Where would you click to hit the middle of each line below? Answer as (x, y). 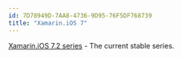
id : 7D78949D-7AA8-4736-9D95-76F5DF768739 (80, 15)
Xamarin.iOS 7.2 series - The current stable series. (91, 45)
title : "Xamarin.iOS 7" (48, 23)
